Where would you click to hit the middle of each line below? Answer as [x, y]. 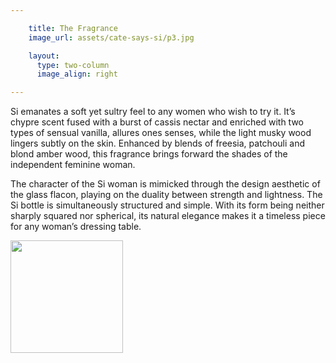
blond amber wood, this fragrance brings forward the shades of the [149, 154]
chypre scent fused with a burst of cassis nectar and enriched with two [157, 122]
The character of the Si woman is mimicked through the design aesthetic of [165, 184]
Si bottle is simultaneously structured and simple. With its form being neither [167, 205]
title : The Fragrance [73, 28]
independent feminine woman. [73, 165]
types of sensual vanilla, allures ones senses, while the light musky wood [161, 133]
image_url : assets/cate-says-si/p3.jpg [111, 37]
